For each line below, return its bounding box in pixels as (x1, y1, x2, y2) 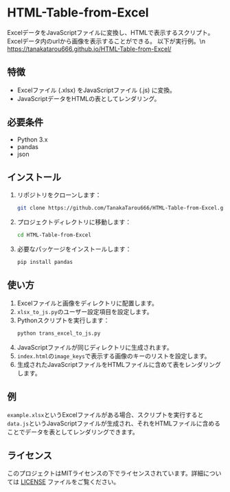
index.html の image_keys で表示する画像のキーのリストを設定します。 (16, 352, 211, 360)
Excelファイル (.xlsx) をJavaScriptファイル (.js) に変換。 (16, 86, 176, 94)
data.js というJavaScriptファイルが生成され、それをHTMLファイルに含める (7, 419, 221, 427)
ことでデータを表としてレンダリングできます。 (7, 427, 139, 436)
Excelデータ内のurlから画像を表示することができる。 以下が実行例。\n (7, 36, 206, 45)
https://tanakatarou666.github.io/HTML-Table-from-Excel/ (7, 45, 172, 53)
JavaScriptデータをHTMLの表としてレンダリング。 (16, 94, 161, 102)
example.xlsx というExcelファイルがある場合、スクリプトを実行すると (7, 410, 204, 418)
